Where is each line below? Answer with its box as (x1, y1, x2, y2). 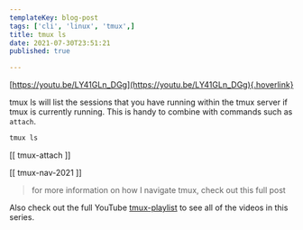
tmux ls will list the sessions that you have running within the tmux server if (9, 97, 289, 108)
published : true (9, 47, 70, 56)
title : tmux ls (9, 30, 67, 39)
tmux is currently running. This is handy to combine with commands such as (9, 106, 293, 117)
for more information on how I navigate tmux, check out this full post (31, 185, 286, 195)
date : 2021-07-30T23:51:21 (9, 38, 111, 48)
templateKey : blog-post (9, 13, 99, 23)
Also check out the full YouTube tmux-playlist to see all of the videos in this (9, 202, 289, 213)
